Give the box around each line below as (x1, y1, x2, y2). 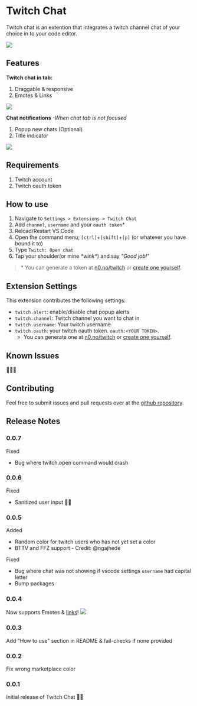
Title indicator (14, 132, 49, 139)
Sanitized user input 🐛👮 (14, 498, 72, 506)
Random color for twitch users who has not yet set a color (14, 538, 156, 545)
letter (14, 574, 28, 581)
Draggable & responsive (14, 85, 74, 92)
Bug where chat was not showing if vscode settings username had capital (14, 568, 192, 575)
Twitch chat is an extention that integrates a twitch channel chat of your (6, 24, 180, 31)
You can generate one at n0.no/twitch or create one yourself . (23, 333, 172, 341)
